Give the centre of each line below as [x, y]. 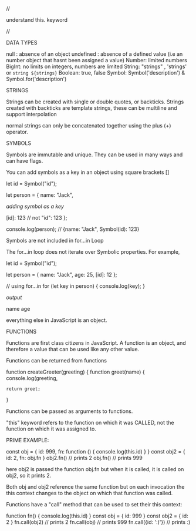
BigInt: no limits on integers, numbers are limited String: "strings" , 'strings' [97, 66]
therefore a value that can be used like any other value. [73, 349]
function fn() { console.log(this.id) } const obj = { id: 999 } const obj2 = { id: [97, 516]
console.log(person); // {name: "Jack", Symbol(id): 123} [73, 229]
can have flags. [25, 161]
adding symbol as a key [35, 206]
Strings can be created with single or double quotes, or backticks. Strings [95, 102]
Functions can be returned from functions [57, 360]
